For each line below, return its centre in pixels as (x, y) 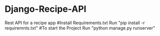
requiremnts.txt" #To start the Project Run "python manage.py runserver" (80, 28)
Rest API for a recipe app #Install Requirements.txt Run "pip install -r (75, 23)
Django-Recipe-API (46, 9)
